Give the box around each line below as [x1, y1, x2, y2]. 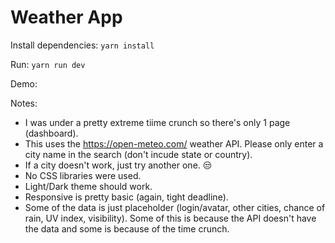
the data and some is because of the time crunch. [24, 222, 230, 235]
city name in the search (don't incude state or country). [24, 148, 253, 160]
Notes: [10, 97, 38, 109]
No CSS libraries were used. [24, 169, 142, 181]
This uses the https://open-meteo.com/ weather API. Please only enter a [24, 137, 324, 150]
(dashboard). [24, 127, 79, 139]
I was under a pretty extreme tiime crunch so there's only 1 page [24, 116, 291, 128]
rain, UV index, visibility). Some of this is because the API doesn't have [24, 212, 317, 224]
